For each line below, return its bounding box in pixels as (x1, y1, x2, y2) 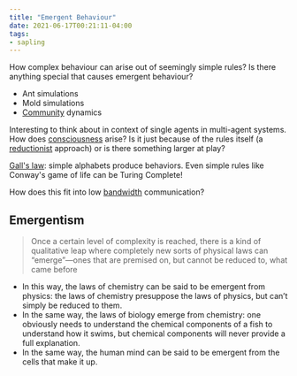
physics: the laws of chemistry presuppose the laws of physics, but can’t (21, 291, 288, 302)
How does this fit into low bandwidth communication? (9, 187, 205, 197)
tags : (9, 29, 29, 38)
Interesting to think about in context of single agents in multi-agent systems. (9, 125, 287, 135)
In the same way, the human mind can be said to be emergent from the (21, 347, 280, 358)
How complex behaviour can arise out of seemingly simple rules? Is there (9, 62, 277, 73)
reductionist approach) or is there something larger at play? (9, 143, 225, 154)
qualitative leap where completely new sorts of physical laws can (30, 245, 269, 257)
